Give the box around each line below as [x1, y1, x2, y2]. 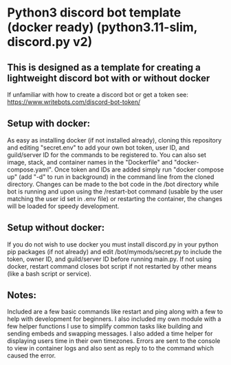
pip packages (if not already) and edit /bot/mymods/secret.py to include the [7, 247, 222, 255]
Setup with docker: [7, 118, 91, 129]
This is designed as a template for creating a [7, 61, 201, 73]
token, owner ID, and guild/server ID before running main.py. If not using [7, 255, 212, 263]
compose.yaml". [7, 165, 53, 174]
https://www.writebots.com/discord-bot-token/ [7, 98, 141, 106]
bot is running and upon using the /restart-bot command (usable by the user [7, 187, 223, 196]
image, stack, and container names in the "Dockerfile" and [7, 158, 173, 166]
